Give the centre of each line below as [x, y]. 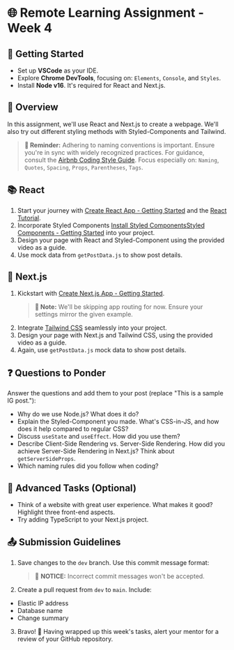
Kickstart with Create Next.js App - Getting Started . [91, 294]
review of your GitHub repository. [65, 639]
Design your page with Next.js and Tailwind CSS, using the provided [115, 335]
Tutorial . [29, 218]
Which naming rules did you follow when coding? [88, 466]
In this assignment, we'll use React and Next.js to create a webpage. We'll [113, 124]
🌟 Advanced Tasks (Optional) [72, 488]
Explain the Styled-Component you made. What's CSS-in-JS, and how [118, 422]
